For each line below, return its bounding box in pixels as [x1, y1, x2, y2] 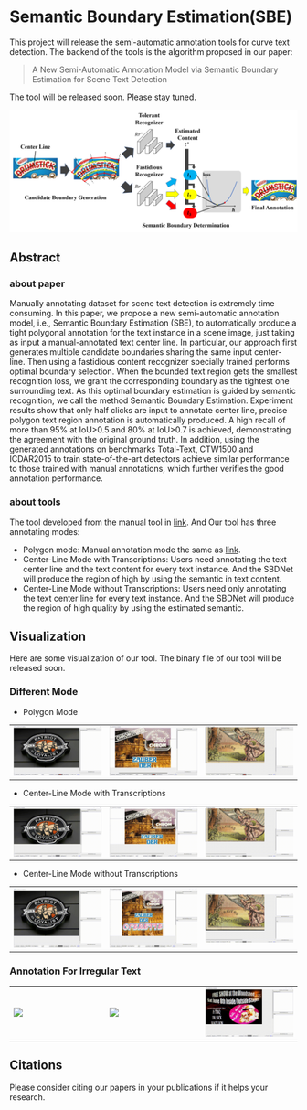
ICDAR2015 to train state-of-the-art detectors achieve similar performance [9, 454, 290, 464]
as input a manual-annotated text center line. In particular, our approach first [9, 336, 298, 348]
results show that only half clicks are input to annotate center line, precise [9, 405, 288, 416]
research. [9, 1091, 46, 1103]
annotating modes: [9, 526, 80, 537]
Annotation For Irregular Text [9, 965, 142, 977]
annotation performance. [9, 473, 103, 484]
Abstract [9, 250, 61, 265]
